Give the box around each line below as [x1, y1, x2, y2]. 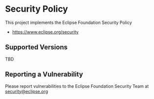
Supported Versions [5, 43, 67, 52]
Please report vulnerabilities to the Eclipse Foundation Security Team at [5, 83, 149, 89]
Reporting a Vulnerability [5, 70, 83, 79]
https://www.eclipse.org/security [12, 29, 79, 35]
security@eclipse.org [5, 88, 48, 94]
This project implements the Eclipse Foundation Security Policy [5, 20, 132, 25]
